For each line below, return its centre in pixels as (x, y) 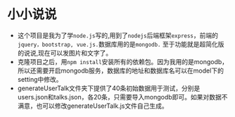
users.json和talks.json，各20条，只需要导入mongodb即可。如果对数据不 (122, 97)
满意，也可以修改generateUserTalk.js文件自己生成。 (93, 106)
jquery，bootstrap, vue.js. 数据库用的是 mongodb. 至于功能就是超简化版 (121, 44)
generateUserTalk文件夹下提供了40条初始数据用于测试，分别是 (109, 88)
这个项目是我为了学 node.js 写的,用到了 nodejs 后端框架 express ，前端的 (118, 35)
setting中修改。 (40, 79)
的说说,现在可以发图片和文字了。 (65, 53)
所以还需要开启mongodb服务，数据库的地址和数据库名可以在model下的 (120, 70)
